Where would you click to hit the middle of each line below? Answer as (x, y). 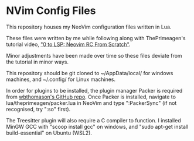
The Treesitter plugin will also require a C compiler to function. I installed (93, 120)
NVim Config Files (51, 11)
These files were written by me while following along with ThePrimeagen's (96, 38)
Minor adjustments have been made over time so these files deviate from (94, 55)
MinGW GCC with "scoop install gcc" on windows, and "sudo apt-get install (97, 126)
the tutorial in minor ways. (38, 62)
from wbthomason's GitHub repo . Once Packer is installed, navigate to (91, 97)
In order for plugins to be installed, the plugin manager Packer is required (94, 90)
